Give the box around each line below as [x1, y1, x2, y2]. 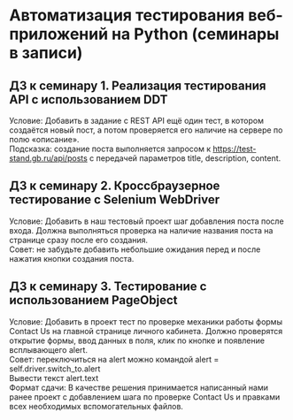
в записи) [9, 43, 83, 63]
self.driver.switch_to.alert [9, 363, 101, 374]
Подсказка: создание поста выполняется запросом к [9, 143, 211, 154]
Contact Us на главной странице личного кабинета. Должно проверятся [9, 325, 283, 336]
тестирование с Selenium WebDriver [9, 192, 220, 208]
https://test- [212, 143, 257, 154]
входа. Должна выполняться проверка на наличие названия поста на [9, 225, 274, 235]
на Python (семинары [111, 24, 280, 44]
